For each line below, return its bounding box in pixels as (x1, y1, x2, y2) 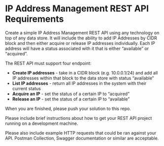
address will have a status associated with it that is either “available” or (5, 45, 149, 51)
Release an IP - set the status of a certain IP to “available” (12, 96, 130, 102)
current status (12, 85, 41, 91)
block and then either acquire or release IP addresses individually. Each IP (5, 40, 155, 46)
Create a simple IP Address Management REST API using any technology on (5, 30, 160, 36)
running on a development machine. (5, 120, 78, 126)
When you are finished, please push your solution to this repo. (5, 106, 131, 111)
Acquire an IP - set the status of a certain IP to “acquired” (12, 91, 130, 97)
